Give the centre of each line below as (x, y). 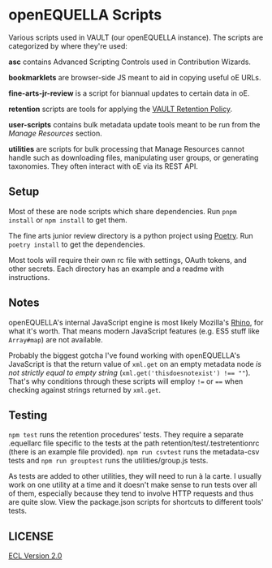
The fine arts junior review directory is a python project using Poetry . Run (131, 235)
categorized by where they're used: (68, 45)
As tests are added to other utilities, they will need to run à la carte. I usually (135, 476)
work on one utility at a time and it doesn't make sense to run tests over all (133, 485)
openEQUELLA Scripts (85, 15)
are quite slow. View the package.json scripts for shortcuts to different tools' (136, 502)
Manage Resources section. (56, 133)
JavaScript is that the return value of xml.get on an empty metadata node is (135, 364)
